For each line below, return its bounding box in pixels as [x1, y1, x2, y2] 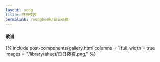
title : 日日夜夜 [5, 12, 37, 17]
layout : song [5, 7, 33, 13]
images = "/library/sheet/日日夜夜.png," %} [5, 51, 96, 57]
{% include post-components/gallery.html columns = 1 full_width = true [5, 45, 155, 51]
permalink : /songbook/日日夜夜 [5, 17, 69, 22]
